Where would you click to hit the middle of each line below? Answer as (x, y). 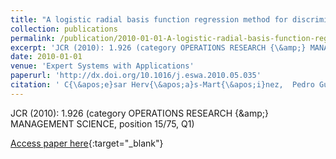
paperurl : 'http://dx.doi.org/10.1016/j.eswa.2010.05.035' (136, 76)
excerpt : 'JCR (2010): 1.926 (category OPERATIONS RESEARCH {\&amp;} (158, 47)
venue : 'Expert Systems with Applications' (102, 66)
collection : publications (64, 29)
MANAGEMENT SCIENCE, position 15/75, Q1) (102, 123)
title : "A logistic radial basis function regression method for (149, 19)
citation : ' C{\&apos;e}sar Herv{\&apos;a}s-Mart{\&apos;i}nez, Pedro (162, 85)
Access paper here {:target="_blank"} (87, 143)
